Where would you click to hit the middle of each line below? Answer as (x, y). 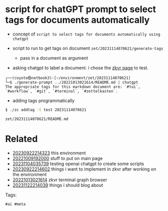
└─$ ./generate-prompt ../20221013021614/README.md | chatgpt (72, 82)
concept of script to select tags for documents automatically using (86, 34)
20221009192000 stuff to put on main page (58, 158)
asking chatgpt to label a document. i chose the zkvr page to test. (80, 68)
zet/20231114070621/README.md (37, 119)
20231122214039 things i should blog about (58, 185)
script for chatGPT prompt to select (81, 9)
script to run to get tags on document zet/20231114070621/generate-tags (88, 48)
